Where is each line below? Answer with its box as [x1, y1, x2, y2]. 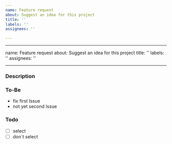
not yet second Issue [12, 103, 57, 110]
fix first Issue [12, 98, 40, 104]
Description [5, 73, 35, 80]
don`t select [12, 133, 38, 139]
